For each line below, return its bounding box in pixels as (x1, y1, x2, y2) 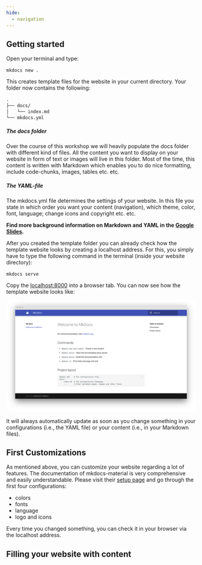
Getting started (6, 39, 65, 49)
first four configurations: (6, 483, 67, 490)
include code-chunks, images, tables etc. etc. (6, 168, 120, 176)
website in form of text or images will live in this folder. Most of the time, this (6, 155, 195, 162)
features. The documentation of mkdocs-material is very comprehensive (6, 470, 186, 477)
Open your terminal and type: (6, 55, 79, 63)
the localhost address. (6, 531, 61, 539)
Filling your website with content (6, 549, 132, 559)
